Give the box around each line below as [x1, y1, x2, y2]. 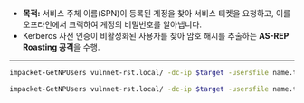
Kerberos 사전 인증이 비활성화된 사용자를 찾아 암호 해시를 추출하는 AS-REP [22, 31, 290, 41]
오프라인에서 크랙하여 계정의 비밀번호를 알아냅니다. [22, 19, 202, 30]
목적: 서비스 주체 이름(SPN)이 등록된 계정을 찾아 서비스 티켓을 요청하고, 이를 [22, 8, 291, 18]
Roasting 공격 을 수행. [22, 42, 100, 52]
